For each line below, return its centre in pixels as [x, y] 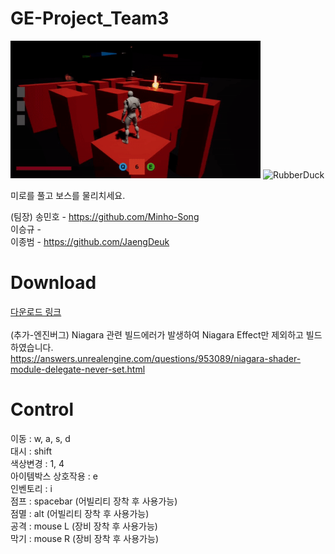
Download [53, 283]
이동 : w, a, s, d [40, 438]
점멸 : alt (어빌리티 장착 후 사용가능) [80, 513]
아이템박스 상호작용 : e [54, 476]
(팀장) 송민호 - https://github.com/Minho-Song [105, 216]
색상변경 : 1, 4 [37, 463]
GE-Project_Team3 [90, 18]
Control [42, 409]
